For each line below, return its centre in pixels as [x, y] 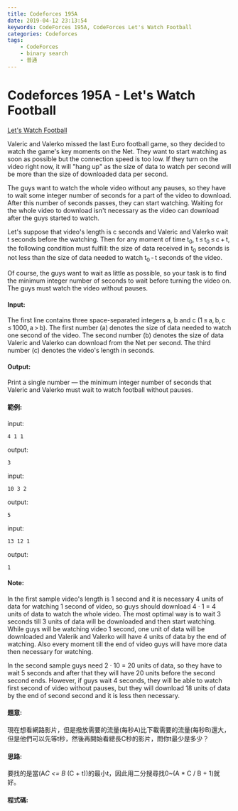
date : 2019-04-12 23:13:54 [47, 21]
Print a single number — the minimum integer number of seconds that [109, 382]
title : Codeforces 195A [43, 14]
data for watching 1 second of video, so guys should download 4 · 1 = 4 [112, 606]
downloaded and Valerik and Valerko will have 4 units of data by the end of [117, 636]
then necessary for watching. [50, 651]
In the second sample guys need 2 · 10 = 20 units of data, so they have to [115, 665]
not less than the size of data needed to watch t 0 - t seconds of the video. [115, 258]
